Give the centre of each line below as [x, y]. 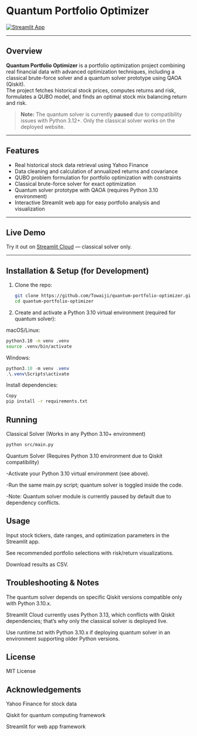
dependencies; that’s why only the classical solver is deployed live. [87, 621]
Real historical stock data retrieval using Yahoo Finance [81, 165]
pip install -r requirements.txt [47, 401]
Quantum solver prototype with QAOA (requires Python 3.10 [86, 190]
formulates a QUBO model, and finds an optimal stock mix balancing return [96, 96]
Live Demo [26, 233]
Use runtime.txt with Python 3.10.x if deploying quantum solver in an [88, 632]
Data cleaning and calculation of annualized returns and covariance [96, 171]
